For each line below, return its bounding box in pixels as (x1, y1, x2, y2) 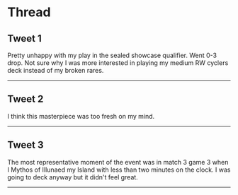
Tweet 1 (7, 32, 42, 45)
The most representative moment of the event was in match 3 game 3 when (7, 158, 229, 166)
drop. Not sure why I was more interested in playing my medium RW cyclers (7, 59, 229, 67)
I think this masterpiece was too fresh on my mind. (7, 112, 155, 120)
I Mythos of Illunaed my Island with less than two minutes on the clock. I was (7, 165, 231, 174)
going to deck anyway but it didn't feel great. (7, 172, 138, 181)
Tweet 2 (7, 93, 44, 105)
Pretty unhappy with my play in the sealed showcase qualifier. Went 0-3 (7, 51, 217, 59)
